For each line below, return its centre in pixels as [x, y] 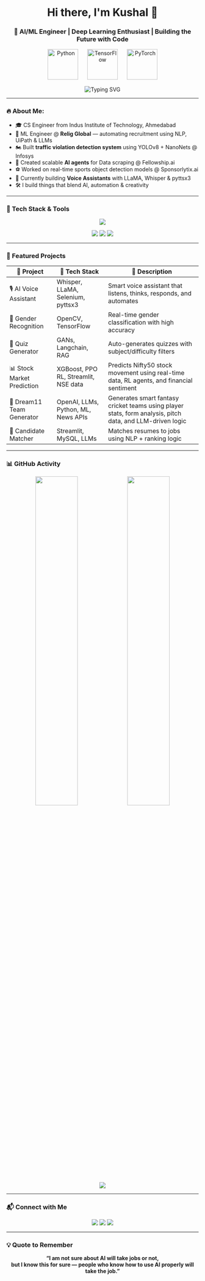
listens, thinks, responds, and [150, 293]
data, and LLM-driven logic [147, 421]
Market [20, 378]
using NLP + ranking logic [145, 438]
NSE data [70, 385]
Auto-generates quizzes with [150, 344]
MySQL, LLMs [77, 438]
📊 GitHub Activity [34, 464]
